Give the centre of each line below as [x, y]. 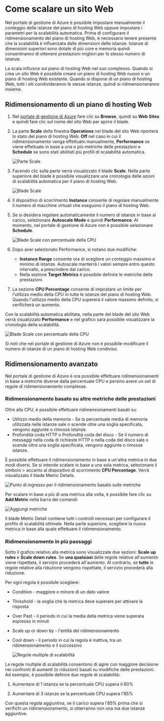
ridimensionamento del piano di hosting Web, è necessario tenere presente [81, 38]
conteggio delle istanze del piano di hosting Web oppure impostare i [74, 27]
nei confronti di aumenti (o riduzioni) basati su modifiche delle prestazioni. [80, 670]
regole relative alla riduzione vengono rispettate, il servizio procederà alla [79, 568]
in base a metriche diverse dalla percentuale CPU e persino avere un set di [80, 381]
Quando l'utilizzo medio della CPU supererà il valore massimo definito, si [85, 299]
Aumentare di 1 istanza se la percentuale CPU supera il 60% [73, 684]
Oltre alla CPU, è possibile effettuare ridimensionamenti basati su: [71, 409]
